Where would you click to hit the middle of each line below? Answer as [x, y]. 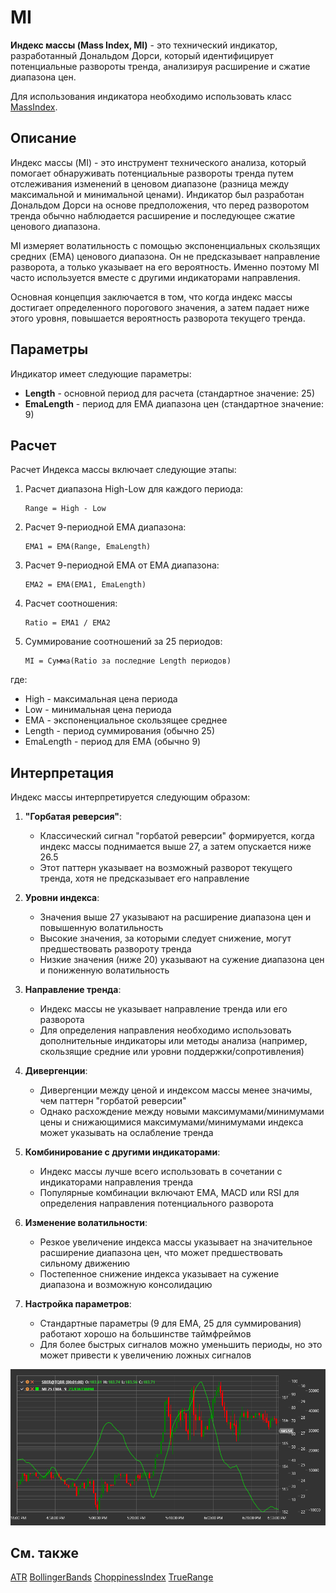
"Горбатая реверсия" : [73, 817]
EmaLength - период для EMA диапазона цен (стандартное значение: [174, 403]
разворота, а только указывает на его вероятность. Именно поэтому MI [165, 267]
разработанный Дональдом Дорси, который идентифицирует [142, 55]
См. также [45, 1553]
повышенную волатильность [101, 928]
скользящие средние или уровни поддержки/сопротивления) [172, 1052]
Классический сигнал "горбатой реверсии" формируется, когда [177, 836]
